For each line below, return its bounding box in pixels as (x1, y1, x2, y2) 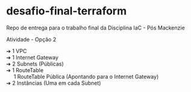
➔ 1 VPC (6, 47, 27, 55)
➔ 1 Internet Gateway (6, 54, 59, 61)
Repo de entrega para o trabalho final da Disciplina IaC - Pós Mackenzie (6, 24, 185, 31)
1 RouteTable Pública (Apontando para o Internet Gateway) (13, 73, 159, 80)
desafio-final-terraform (6, 4, 127, 18)
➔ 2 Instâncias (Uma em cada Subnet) (6, 79, 101, 87)
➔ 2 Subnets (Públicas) (6, 60, 64, 67)
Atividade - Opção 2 (6, 35, 57, 43)
